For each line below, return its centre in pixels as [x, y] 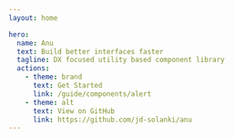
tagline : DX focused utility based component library [121, 60]
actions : [33, 69]
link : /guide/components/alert [92, 94]
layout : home [33, 18]
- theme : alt [50, 102]
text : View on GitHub [74, 111]
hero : [19, 34]
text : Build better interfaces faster [91, 51]
